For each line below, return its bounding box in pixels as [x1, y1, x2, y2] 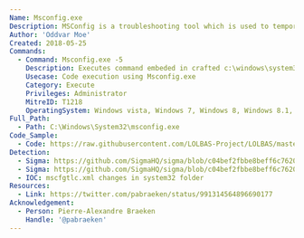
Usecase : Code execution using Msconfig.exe [25, 72, 196, 81]
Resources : [9, 182, 51, 191]
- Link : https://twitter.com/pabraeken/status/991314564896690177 [17, 190, 273, 199]
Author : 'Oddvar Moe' [9, 30, 91, 39]
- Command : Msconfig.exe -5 [17, 55, 124, 64]
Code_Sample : [9, 131, 59, 140]
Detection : [9, 148, 51, 157]
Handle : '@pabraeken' [25, 214, 107, 224]
